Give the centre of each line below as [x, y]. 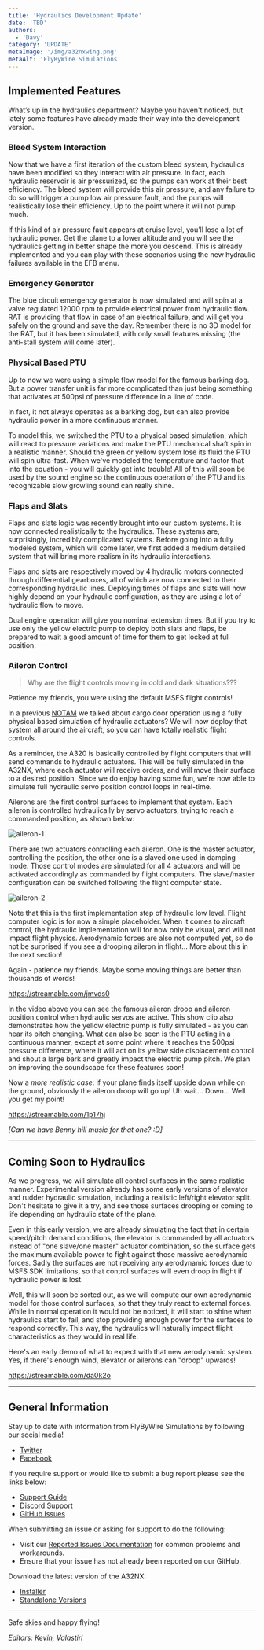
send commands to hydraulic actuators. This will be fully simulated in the [126, 762]
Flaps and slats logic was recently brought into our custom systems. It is [125, 523]
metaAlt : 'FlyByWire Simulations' [65, 60]
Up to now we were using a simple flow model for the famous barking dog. [129, 380]
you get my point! [37, 1099]
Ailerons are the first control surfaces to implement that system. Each [120, 802]
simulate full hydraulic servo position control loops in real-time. [110, 787]
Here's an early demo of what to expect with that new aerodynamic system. [131, 1351]
